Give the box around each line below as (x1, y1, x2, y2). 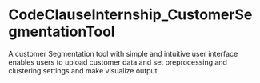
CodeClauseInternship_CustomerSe (8, 6, 253, 24)
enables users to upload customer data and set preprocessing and (8, 57, 228, 67)
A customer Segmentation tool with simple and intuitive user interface (8, 49, 238, 58)
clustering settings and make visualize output (8, 65, 158, 75)
